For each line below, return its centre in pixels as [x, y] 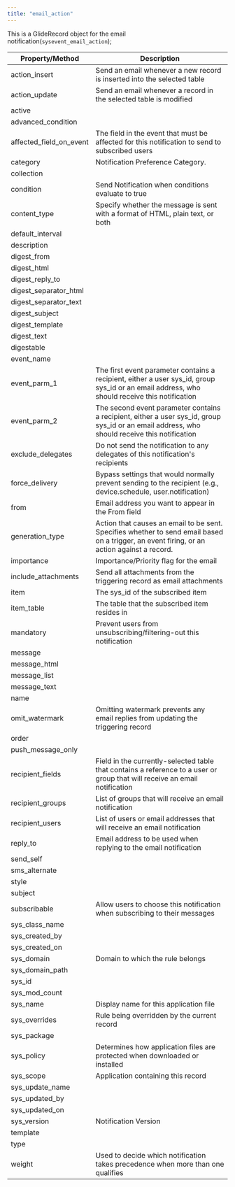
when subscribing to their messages [155, 913]
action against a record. [134, 549]
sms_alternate [34, 870]
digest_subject [35, 313]
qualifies [109, 1172]
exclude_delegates [42, 454]
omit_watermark [37, 718]
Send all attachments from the [145, 572]
